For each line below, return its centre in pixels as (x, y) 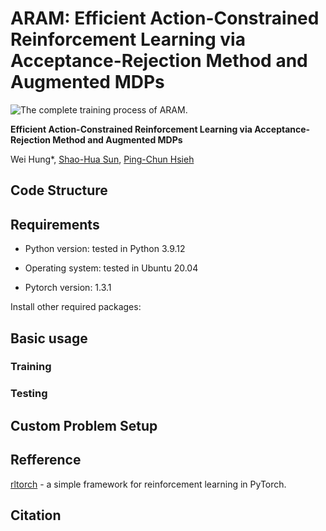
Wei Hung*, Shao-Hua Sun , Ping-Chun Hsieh (102, 159)
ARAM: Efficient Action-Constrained (165, 18)
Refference (46, 460)
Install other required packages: (76, 307)
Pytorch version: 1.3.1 (68, 288)
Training (31, 367)
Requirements (55, 224)
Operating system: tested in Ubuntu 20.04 (111, 268)
